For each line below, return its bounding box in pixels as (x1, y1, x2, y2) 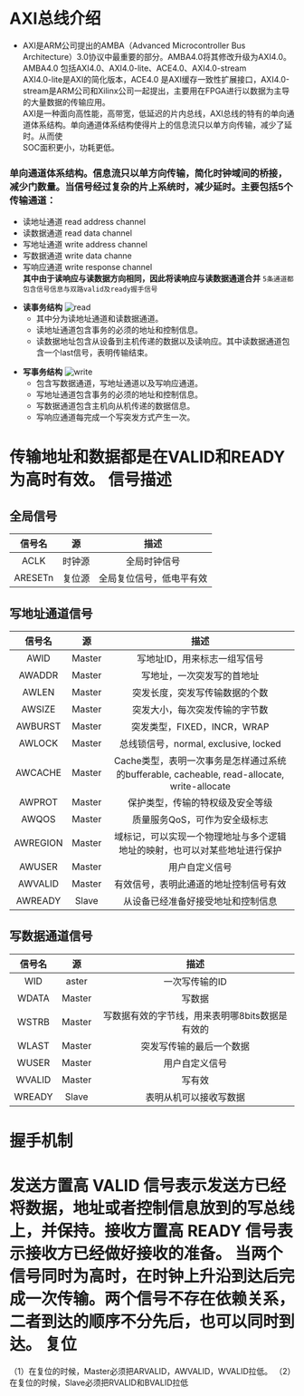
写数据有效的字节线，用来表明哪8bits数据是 (102, 1009, 288, 1022)
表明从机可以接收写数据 (145, 1091, 246, 1103)
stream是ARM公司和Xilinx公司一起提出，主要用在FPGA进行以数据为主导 (22, 85, 290, 96)
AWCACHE (14, 767, 62, 780)
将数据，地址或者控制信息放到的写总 (9, 1198, 280, 1219)
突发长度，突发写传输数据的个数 (132, 686, 269, 699)
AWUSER (19, 860, 59, 873)
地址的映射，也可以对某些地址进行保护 (119, 844, 282, 857)
